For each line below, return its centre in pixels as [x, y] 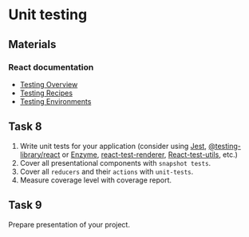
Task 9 [25, 205]
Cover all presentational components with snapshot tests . [115, 163]
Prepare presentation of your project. [69, 224]
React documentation [51, 67]
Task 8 [25, 127]
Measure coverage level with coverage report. [96, 180]
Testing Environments [55, 101]
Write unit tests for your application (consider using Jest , [113, 146]
